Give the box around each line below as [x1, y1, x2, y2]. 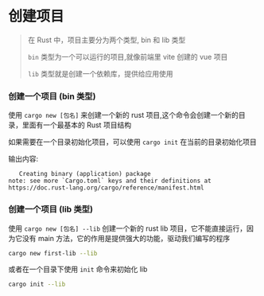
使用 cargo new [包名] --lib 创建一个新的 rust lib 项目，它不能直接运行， [8, 224, 247, 233]
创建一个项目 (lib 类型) [8, 204, 94, 215]
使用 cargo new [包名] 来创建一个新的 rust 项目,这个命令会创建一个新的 [8, 111, 239, 120]
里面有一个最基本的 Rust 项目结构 [21, 120, 132, 130]
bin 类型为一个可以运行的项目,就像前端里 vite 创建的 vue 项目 [27, 52, 228, 61]
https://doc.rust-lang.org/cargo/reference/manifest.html [8, 184, 204, 192]
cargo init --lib [8, 280, 66, 289]
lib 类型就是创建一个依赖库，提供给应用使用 [27, 68, 173, 78]
